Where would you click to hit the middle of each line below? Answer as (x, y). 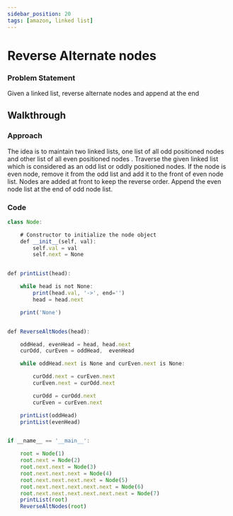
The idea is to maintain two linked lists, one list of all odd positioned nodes (116, 151)
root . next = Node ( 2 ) (50, 461)
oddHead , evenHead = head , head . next (76, 344)
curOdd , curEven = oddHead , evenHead (77, 351)
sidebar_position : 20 (39, 14)
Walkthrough (36, 115)
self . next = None (58, 255)
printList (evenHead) (50, 422)
